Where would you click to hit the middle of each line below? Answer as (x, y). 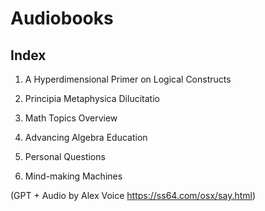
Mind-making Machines (73, 176)
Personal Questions (65, 156)
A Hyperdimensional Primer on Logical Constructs (128, 79)
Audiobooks (62, 18)
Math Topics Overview (71, 118)
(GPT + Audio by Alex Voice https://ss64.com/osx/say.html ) (133, 195)
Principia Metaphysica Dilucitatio (92, 98)
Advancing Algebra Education (86, 137)
